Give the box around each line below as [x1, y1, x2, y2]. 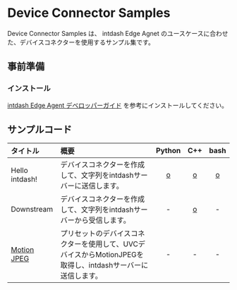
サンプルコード [7, 123, 72, 135]
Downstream [11, 205, 54, 215]
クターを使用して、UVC [60, 239, 139, 249]
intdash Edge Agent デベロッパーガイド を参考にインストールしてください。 [7, 101, 228, 109]
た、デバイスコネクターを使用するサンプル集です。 [7, 37, 155, 47]
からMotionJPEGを [80, 250, 144, 260]
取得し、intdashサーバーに [60, 260, 149, 270]
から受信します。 [74, 215, 130, 225]
